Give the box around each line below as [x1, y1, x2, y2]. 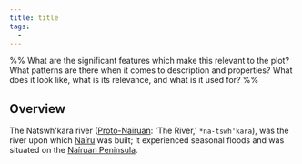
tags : [9, 22, 30, 31]
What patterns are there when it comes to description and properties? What [9, 65, 293, 76]
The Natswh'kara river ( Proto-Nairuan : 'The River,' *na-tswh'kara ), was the [9, 125, 289, 137]
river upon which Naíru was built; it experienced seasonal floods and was [9, 135, 285, 146]
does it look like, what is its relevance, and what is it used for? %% [9, 75, 259, 86]
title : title [9, 13, 59, 23]
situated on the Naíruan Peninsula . [9, 145, 138, 156]
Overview [9, 101, 66, 117]
